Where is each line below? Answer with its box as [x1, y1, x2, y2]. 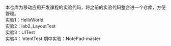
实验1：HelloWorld [5, 17, 44, 22]
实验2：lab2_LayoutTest [5, 23, 56, 29]
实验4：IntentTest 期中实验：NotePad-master [5, 35, 101, 41]
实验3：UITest [5, 29, 35, 35]
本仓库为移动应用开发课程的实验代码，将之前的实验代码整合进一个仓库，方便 [5, 4, 166, 10]
